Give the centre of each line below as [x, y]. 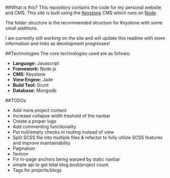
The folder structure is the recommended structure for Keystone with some [84, 23]
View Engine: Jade [33, 80]
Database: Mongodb [35, 91]
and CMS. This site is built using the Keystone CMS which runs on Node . [81, 13]
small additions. [22, 28]
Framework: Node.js [34, 69]
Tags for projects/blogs [37, 170]
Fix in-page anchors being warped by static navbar [66, 159]
